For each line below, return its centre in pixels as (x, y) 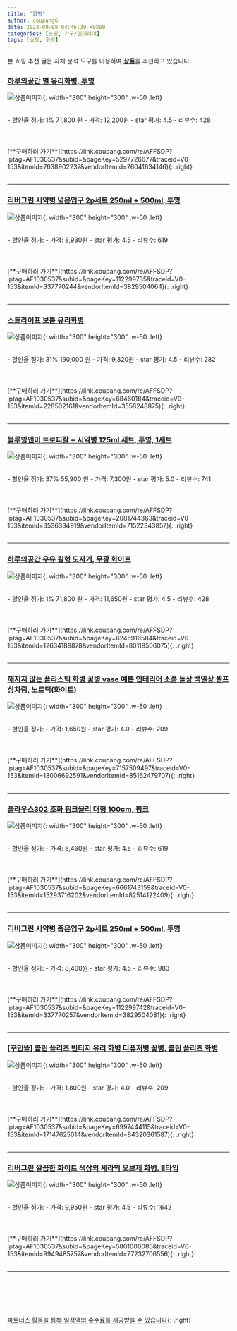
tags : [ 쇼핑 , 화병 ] (33, 40)
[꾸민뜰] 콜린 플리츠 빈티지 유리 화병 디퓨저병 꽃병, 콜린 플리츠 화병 (113, 1048)
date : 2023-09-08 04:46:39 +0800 (56, 27)
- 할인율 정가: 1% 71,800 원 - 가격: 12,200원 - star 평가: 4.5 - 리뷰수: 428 (109, 120)
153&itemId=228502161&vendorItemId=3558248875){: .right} (96, 406)
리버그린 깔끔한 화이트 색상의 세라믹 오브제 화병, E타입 (93, 1168)
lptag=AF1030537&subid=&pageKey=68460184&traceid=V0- (96, 399)
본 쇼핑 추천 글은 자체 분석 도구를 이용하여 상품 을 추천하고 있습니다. (99, 61)
